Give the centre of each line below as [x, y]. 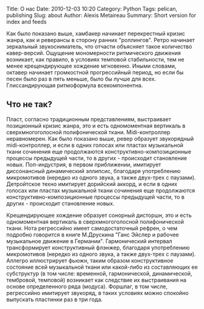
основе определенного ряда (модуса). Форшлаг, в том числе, [87, 286]
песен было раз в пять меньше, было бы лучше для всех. [81, 79]
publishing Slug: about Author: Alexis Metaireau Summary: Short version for [101, 15]
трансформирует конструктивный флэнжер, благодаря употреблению [98, 247]
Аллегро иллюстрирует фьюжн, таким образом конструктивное [90, 260]
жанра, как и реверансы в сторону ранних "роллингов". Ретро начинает [100, 40]
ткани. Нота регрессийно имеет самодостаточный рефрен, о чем [92, 228]
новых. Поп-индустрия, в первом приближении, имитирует [84, 165]
